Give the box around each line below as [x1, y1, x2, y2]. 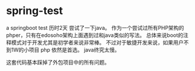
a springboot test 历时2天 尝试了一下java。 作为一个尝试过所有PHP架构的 [6, 24, 184, 31]
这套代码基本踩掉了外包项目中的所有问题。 [6, 59, 110, 66]
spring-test [6, 4, 63, 18]
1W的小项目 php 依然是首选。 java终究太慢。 [11, 46, 120, 53]
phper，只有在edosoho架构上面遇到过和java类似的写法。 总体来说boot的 [6, 31, 184, 39]
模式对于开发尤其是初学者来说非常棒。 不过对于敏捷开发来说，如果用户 [11, 39, 184, 46]
